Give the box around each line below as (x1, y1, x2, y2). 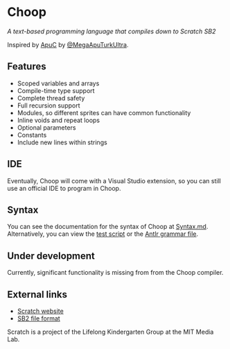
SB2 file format (17, 314, 60, 323)
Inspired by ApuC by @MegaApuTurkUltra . (7, 40, 129, 49)
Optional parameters (17, 123, 76, 132)
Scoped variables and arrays (17, 79, 100, 87)
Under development (7, 250, 96, 262)
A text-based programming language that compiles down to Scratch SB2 (7, 27, 216, 35)
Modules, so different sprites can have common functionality (17, 108, 191, 117)
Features (7, 60, 46, 73)
